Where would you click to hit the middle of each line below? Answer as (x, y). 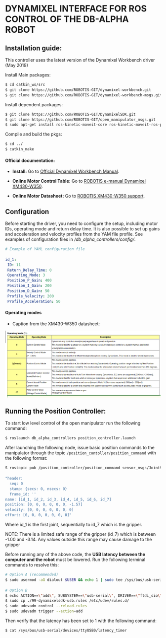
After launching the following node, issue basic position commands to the (80, 448)
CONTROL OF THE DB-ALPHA (67, 19)
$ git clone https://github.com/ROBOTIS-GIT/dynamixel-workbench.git (78, 90)
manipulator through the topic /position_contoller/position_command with (81, 453)
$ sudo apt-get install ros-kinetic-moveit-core (56, 125)
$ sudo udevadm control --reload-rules (46, 606)
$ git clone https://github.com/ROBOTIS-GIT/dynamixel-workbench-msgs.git (84, 95)
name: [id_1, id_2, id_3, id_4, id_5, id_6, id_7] (58, 499)
